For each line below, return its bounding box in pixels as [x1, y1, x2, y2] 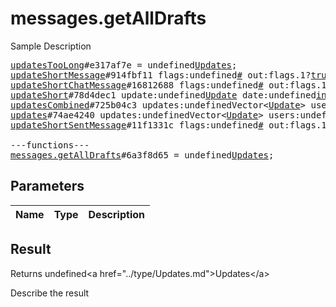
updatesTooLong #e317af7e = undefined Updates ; [10, 59, 238, 71]
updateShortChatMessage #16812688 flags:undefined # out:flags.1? [10, 79, 333, 91]
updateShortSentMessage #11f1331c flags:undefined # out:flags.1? [10, 119, 333, 131]
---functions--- [10, 139, 90, 151]
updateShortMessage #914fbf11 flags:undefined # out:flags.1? [10, 69, 312, 81]
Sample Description [10, 40, 92, 52]
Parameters [10, 178, 85, 195]
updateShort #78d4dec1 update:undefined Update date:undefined [10, 89, 317, 101]
